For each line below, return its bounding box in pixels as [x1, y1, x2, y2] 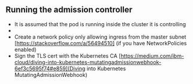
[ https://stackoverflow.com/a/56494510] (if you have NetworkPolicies [14, 39, 187, 46]
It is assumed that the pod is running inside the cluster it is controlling [14, 20, 186, 27]
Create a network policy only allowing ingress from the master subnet [14, 33, 186, 41]
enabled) [14, 46, 37, 53]
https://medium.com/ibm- [120, 52, 184, 59]
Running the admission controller [5, 5, 133, 15]
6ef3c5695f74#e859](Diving [14, 65, 86, 72]
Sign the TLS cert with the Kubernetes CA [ [14, 52, 121, 59]
